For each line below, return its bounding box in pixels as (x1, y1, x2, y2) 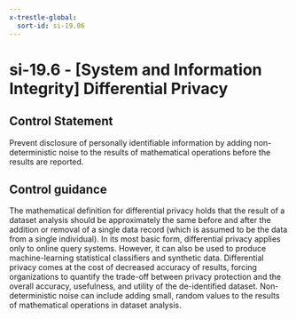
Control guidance (9, 181, 108, 196)
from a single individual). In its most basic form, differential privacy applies (9, 234, 281, 244)
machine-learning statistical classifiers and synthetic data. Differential (9, 252, 264, 263)
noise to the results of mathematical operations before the (58, 147, 271, 157)
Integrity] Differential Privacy (9, 78, 229, 99)
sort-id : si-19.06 (17, 21, 86, 30)
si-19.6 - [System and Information (9, 60, 262, 80)
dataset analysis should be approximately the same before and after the (9, 215, 272, 226)
